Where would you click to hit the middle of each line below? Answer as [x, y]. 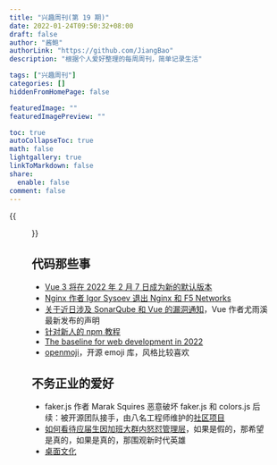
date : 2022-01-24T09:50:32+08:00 [71, 26]
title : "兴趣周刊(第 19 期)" [59, 17]
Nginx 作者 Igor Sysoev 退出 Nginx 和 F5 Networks [138, 298]
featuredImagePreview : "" [57, 116]
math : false [31, 149]
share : [21, 174]
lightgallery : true [46, 157]
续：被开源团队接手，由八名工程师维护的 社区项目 [134, 418]
